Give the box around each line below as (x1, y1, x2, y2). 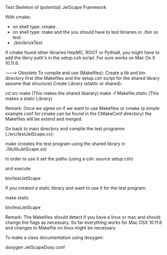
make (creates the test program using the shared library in (5, 141, 125, 147)
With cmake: (5, 14, 31, 20)
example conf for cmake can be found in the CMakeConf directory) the (5, 110, 152, 116)
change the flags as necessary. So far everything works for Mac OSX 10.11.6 (5, 219, 162, 225)
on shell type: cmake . (12, 24, 59, 30)
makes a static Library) (5, 95, 53, 101)
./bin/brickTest (12, 40, 43, 46)
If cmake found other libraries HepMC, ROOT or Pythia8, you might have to (5, 50, 159, 55)
